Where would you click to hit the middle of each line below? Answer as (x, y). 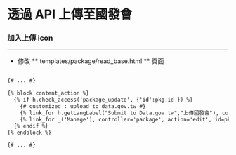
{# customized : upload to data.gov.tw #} (83, 107)
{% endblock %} (29, 133)
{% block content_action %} (48, 93)
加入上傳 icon (30, 38)
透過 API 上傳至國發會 (70, 14)
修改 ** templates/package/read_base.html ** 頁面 (91, 61)
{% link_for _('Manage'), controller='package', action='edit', (116, 119)
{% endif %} (31, 126)
